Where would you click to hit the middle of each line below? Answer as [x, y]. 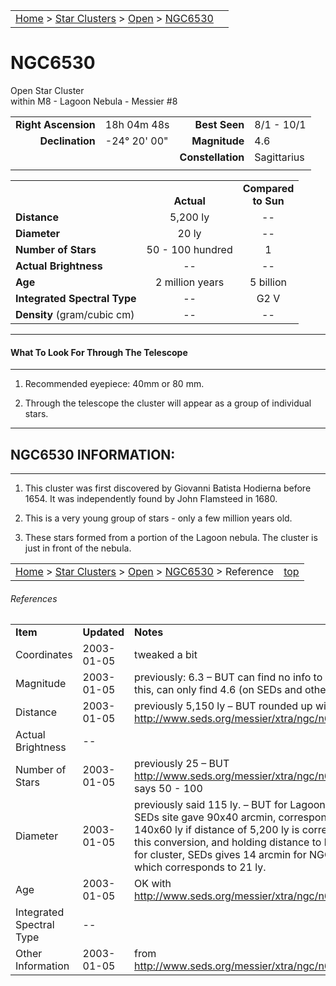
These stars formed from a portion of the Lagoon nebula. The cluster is [171, 537]
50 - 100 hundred [189, 249]
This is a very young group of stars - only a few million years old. [158, 518]
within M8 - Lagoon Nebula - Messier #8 [94, 101]
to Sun [268, 201]
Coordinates [44, 655]
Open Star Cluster [47, 90]
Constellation [212, 157]
